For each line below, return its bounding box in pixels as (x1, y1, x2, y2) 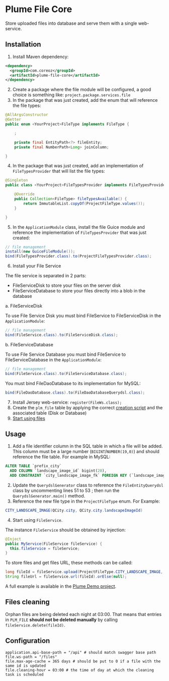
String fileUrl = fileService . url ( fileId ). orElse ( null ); (5, 574, 127, 579)
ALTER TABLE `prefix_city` (5, 464, 62, 469)
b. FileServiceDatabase (5, 341, 54, 347)
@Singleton (5, 178, 28, 183)
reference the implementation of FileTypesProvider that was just (12, 229, 147, 235)
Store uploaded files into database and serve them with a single (5, 20, 137, 26)
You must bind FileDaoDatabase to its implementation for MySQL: (5, 380, 141, 386)
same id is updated (5, 663, 46, 668)
